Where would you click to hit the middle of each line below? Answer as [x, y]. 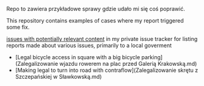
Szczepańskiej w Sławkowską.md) [58, 77]
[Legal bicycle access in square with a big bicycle [78, 57]
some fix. [18, 27]
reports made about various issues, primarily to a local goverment [89, 45]
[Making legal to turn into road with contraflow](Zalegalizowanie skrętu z [107, 70]
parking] [152, 57]
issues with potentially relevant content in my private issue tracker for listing [102, 39]
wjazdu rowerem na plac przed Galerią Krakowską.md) [128, 64]
